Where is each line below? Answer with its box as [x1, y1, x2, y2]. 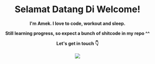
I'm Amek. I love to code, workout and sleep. [29, 20, 126, 26]
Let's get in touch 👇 [56, 40, 99, 46]
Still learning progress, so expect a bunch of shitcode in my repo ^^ [5, 30, 150, 36]
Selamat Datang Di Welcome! [14, 4, 141, 15]
